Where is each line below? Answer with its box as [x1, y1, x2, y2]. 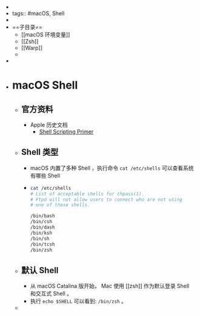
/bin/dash [30, 224, 55, 230]
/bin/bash [30, 213, 55, 219]
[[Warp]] [21, 44, 43, 52]
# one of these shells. [30, 202, 90, 208]
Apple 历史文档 [30, 121, 68, 128]
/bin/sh [30, 235, 50, 241]
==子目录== [12, 24, 42, 30]
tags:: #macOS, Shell [12, 10, 65, 17]
